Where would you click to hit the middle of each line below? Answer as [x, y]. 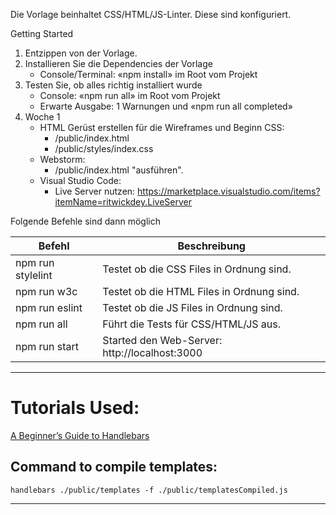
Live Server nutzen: [95, 191]
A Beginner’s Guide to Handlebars [80, 435]
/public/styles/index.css [104, 148]
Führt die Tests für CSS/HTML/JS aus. [192, 324]
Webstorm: [62, 159]
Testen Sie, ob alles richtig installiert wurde [113, 85]
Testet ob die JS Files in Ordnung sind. [192, 307]
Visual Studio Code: [80, 180]
